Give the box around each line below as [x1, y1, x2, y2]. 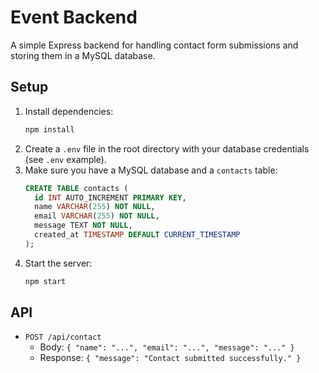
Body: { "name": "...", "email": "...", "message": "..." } [39, 341, 295, 353]
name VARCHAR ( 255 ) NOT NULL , [34, 202, 156, 212]
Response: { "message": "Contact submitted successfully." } [39, 352, 302, 364]
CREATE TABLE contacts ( [24, 183, 129, 193]
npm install [24, 124, 75, 135]
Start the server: [24, 257, 93, 269]
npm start [24, 276, 67, 286]
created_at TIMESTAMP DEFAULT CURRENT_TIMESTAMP [34, 230, 241, 240]
